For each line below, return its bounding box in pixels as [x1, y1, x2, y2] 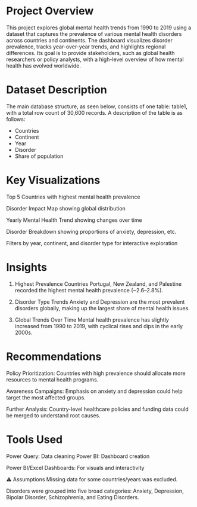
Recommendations [6, 350, 102, 363]
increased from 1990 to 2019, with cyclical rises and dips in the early [14, 322, 183, 329]
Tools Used [6, 432, 63, 446]
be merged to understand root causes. [6, 411, 101, 419]
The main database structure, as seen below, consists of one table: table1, [6, 103, 187, 110]
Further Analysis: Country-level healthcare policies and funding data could [6, 405, 189, 413]
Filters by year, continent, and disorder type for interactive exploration [6, 239, 178, 246]
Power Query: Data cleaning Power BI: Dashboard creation [6, 453, 150, 460]
